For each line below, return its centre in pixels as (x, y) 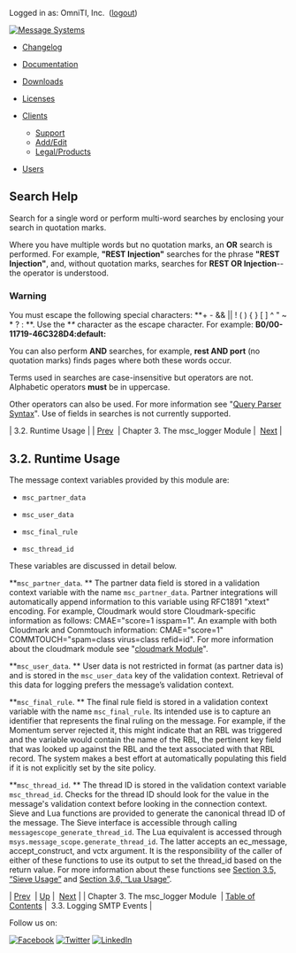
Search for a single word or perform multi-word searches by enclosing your (147, 218)
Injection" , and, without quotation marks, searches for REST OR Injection (143, 263)
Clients (35, 116)
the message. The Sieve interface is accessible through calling (123, 822)
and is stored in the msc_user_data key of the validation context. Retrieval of (147, 675)
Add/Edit (51, 142)
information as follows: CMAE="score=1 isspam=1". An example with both (143, 620)
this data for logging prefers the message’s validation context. (121, 685)
